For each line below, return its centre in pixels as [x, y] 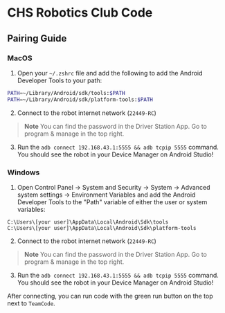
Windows [24, 172]
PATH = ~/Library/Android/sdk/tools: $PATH [66, 93]
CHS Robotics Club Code [80, 13]
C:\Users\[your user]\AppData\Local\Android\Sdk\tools [88, 222]
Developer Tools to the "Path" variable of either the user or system [112, 202]
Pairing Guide [37, 38]
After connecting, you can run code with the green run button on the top [110, 296]
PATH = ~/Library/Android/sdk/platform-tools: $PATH [80, 99]
